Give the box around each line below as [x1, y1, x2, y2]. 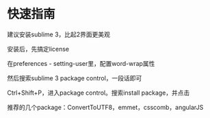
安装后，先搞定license [7, 45, 70, 53]
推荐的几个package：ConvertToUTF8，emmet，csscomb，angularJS [7, 103, 204, 111]
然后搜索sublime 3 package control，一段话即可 [7, 73, 142, 82]
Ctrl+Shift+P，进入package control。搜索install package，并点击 [7, 88, 190, 97]
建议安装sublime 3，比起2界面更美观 [7, 30, 111, 38]
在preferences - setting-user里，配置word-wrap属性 [7, 59, 155, 67]
